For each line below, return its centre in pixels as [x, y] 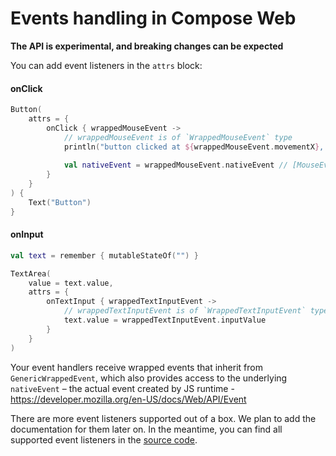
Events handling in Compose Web [153, 18]
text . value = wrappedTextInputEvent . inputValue [165, 320]
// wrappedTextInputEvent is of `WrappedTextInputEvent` [185, 311]
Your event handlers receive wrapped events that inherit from [136, 367]
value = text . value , [71, 283]
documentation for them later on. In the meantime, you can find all [146, 429]
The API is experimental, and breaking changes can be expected [147, 46]
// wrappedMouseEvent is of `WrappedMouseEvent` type [178, 137]
